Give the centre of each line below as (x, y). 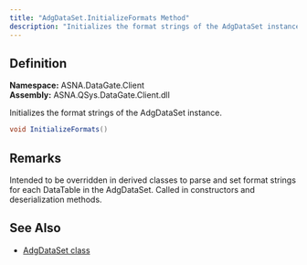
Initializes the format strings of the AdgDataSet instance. (116, 113)
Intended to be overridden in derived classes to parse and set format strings (153, 180)
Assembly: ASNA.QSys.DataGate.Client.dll (90, 95)
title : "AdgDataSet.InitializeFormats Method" (100, 18)
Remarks (36, 158)
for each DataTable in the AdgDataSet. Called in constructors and (132, 190)
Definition (38, 64)
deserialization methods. (56, 199)
